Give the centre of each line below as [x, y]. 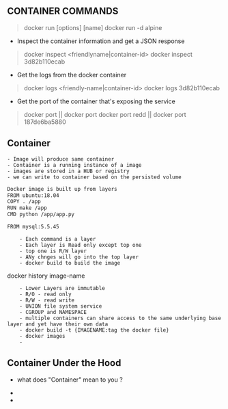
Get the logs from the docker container [72, 75]
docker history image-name [46, 276]
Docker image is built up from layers [62, 189]
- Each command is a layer [58, 239]
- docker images [43, 336]
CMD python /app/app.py [41, 215]
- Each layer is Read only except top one [81, 245]
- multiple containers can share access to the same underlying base [120, 318]
